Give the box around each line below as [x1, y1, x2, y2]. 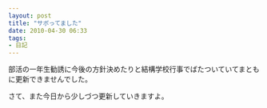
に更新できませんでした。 [8, 74, 92, 84]
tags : [8, 34, 26, 42]
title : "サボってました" [8, 19, 82, 27]
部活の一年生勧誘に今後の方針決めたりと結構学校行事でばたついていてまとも [8, 65, 260, 74]
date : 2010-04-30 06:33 [8, 26, 88, 34]
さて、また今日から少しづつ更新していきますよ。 [8, 91, 169, 101]
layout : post [8, 11, 52, 20]
